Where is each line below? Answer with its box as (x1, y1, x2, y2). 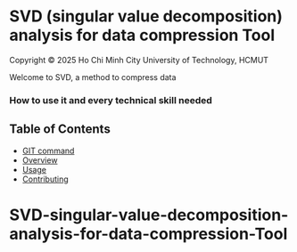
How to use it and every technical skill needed (9, 93, 212, 106)
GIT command (21, 145, 75, 156)
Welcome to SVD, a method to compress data (9, 71, 177, 82)
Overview (21, 154, 58, 166)
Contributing (21, 174, 69, 184)
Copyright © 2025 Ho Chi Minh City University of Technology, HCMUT (9, 54, 269, 65)
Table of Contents (9, 122, 111, 137)
